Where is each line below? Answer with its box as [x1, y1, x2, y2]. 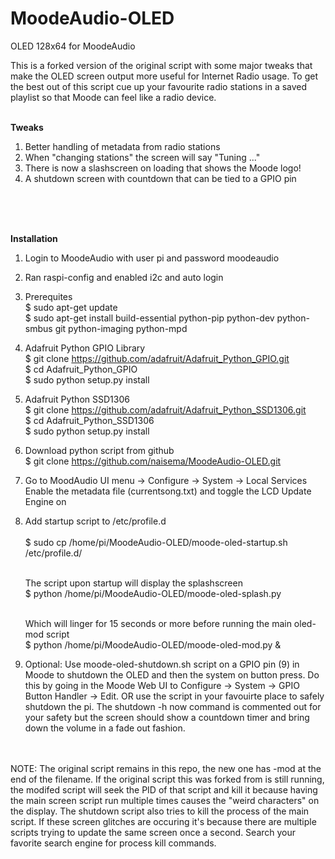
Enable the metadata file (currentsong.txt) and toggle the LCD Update [24, 485, 312, 497]
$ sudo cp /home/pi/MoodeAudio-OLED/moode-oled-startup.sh [24, 536, 288, 548]
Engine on [24, 495, 67, 507]
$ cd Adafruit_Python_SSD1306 [24, 414, 155, 426]
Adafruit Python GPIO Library [24, 342, 146, 354]
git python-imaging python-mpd [54, 322, 188, 334]
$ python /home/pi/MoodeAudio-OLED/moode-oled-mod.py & [24, 638, 282, 651]
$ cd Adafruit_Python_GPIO [24, 363, 138, 375]
